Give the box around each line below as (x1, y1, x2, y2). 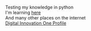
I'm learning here (5, 9, 41, 15)
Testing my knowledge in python (5, 4, 74, 10)
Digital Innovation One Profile (5, 20, 67, 26)
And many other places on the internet (5, 15, 86, 20)
